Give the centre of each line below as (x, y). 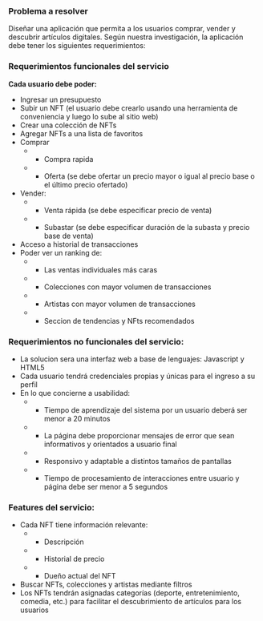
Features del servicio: (51, 507)
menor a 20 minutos (77, 418)
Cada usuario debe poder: (53, 84)
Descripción (64, 542)
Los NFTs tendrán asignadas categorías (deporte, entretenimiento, (130, 593)
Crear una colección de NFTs (68, 125)
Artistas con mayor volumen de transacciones (120, 304)
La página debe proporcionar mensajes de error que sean (139, 435)
